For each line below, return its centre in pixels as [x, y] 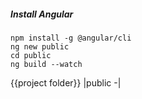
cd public [31, 55]
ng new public [40, 46]
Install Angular [42, 14]
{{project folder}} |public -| [66, 82]
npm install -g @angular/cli [71, 38]
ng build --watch [46, 64]
